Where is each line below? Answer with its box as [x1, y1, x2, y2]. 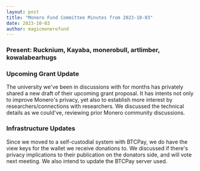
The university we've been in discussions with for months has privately [6, 83, 184, 91]
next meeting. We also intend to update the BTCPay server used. [6, 157, 168, 164]
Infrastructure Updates [6, 124, 76, 133]
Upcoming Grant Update [6, 70, 79, 78]
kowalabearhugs [6, 53, 57, 62]
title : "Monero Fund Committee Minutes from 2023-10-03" [6, 15, 153, 21]
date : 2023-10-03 [6, 20, 50, 26]
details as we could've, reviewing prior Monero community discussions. [6, 109, 185, 116]
